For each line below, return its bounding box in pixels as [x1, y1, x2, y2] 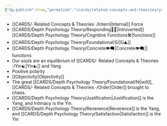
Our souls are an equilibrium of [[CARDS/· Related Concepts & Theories [11, 57, 159, 63]
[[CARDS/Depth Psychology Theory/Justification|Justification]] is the [11, 94, 154, 100]
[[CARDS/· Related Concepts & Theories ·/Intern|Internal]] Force [11, 21, 143, 27]
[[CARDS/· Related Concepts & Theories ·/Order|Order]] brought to [11, 84, 149, 90]
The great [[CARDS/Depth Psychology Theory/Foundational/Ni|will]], [11, 78, 153, 85]
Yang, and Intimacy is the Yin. [11, 100, 73, 106]
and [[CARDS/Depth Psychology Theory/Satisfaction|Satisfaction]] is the [11, 110, 162, 116]
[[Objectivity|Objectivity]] [11, 73, 64, 79]
